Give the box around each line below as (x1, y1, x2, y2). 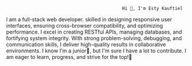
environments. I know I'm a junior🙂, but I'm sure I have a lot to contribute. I (6, 47, 187, 54)
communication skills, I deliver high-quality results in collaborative (6, 41, 167, 48)
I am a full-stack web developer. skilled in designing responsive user (6, 16, 173, 23)
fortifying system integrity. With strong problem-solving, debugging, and (6, 35, 183, 41)
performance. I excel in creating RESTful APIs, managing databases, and (6, 28, 183, 35)
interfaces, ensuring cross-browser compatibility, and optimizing (6, 22, 163, 29)
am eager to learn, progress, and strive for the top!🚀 (6, 54, 133, 60)
